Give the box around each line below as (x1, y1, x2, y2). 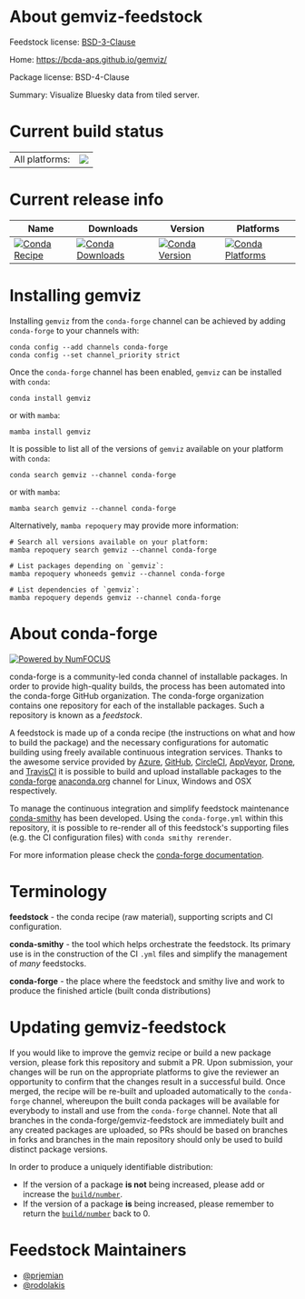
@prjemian (22, 1270, 64, 1281)
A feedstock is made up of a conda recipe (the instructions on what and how (9, 727, 296, 738)
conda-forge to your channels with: (9, 325, 140, 335)
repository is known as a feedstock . (9, 709, 143, 720)
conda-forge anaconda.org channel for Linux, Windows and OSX (9, 775, 252, 786)
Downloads (87, 222, 139, 235)
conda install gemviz (9, 394, 92, 403)
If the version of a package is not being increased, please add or (22, 1179, 265, 1190)
